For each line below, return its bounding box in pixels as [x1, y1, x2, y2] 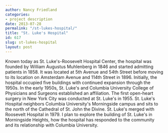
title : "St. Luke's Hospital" [5, 30, 69, 35]
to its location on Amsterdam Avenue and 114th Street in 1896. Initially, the [5, 74, 157, 80]
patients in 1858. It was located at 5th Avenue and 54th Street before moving [5, 68, 163, 75]
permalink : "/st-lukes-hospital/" [5, 26, 78, 31]
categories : [5, 12, 30, 17]
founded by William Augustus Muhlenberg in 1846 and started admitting [5, 63, 154, 69]
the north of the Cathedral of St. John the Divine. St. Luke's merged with [5, 106, 154, 112]
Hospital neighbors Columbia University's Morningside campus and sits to [5, 100, 158, 106]
